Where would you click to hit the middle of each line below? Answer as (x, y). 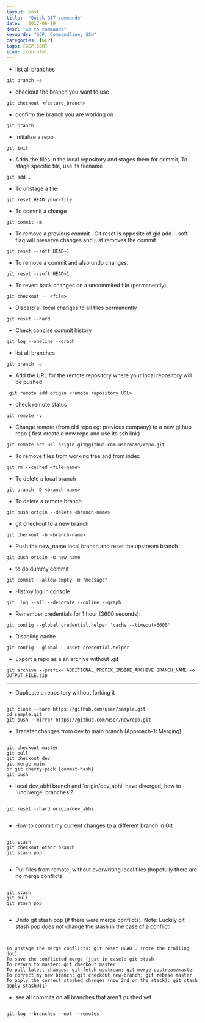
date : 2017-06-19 (31, 23)
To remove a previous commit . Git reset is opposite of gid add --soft (101, 234)
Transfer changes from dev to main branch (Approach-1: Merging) (98, 731)
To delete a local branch (45, 478)
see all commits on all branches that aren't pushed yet (83, 997)
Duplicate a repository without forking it (65, 692)
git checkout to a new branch (52, 523)
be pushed (29, 382)
